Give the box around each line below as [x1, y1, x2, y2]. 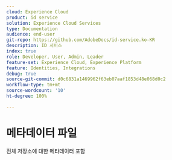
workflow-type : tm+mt [6, 82, 61, 88]
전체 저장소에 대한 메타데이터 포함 [6, 147, 86, 155]
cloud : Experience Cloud [6, 8, 69, 15]
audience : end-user [6, 31, 56, 37]
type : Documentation [6, 25, 59, 32]
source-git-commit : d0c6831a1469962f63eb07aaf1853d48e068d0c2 [6, 76, 166, 82]
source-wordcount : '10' [6, 88, 66, 94]
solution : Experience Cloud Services [6, 20, 101, 26]
